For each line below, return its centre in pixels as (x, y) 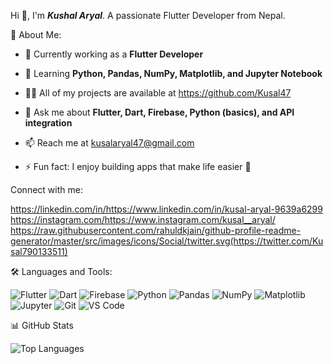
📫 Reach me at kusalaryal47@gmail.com (109, 143)
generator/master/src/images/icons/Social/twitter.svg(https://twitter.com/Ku (167, 241)
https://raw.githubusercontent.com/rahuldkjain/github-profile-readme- (156, 230)
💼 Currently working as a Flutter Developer (114, 54)
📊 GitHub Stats (42, 325)
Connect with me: (46, 189)
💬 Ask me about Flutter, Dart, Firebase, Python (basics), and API (159, 112)
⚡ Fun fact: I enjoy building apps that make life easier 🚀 (138, 166)
